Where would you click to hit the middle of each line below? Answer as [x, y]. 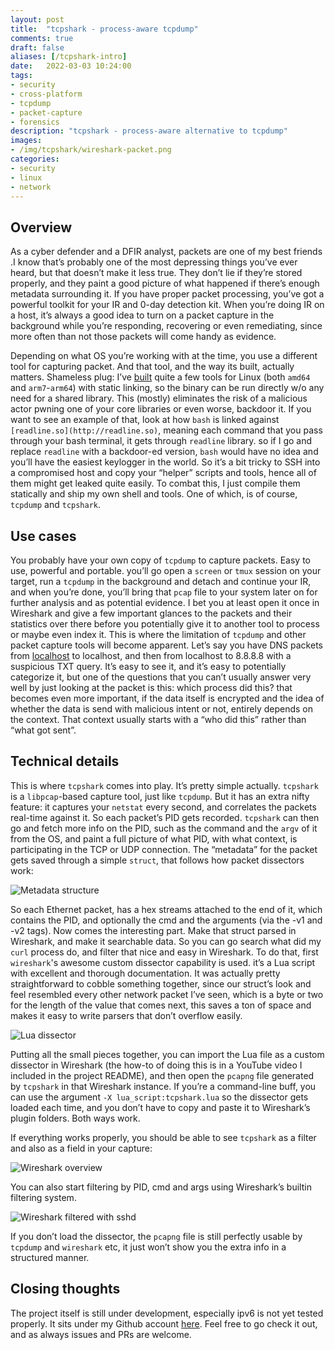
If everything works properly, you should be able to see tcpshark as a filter [163, 1137]
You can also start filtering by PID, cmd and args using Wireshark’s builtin [161, 1187]
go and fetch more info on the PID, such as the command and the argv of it [164, 828]
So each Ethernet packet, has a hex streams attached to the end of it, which [166, 909]
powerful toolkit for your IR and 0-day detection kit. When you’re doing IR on [167, 305]
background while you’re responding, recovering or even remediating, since [166, 326]
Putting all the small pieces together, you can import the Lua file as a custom [167, 1054]
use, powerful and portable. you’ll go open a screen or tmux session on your [166, 570]
